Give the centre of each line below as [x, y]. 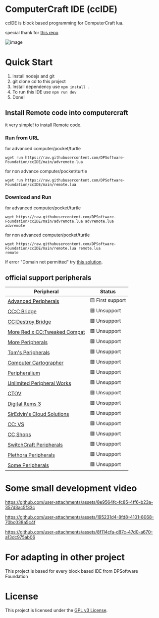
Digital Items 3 [24, 404]
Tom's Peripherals [29, 353]
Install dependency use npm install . [51, 87]
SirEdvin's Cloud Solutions [38, 414]
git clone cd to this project [39, 81]
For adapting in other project [65, 557]
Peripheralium [24, 373]
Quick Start [29, 62]
